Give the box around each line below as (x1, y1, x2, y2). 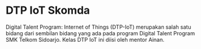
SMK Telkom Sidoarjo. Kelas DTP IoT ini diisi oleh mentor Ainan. (5, 36, 165, 43)
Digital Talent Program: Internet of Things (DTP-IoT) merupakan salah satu (5, 23, 192, 30)
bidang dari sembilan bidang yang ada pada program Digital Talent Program (5, 29, 196, 36)
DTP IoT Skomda (5, 4, 90, 17)
